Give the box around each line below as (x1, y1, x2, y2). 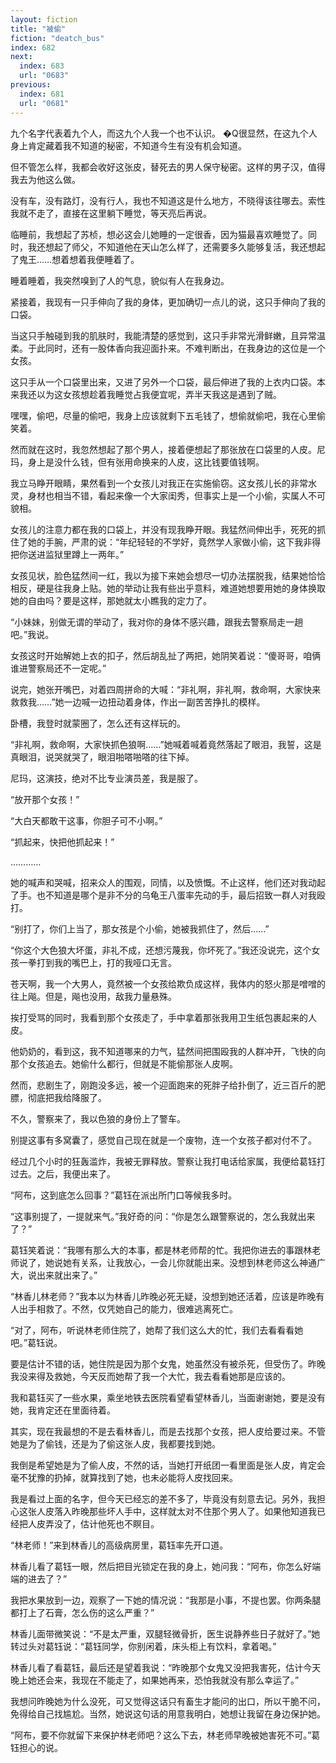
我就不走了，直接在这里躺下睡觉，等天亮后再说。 (10, 207, 212, 219)
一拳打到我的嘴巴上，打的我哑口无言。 (18, 956, 177, 968)
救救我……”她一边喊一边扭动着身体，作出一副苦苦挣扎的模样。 (10, 696, 266, 708)
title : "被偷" (10, 24, 67, 34)
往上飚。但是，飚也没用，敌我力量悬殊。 (10, 990, 177, 1002)
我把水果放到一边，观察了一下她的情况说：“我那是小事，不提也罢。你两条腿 (10, 1594, 322, 1606)
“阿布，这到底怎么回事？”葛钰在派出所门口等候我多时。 (10, 1189, 238, 1201)
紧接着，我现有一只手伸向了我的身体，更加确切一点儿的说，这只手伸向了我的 (10, 296, 326, 308)
